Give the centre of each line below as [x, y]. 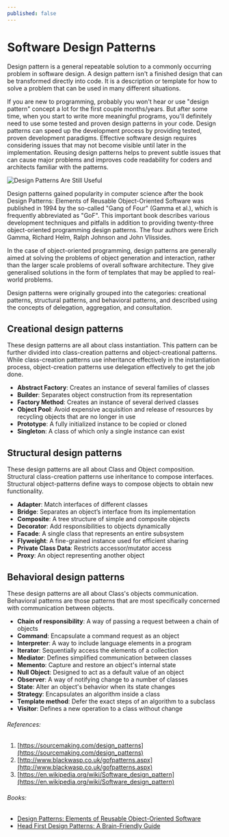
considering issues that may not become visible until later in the [97, 145]
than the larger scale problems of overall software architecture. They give [110, 265]
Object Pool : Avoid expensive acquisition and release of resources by [115, 410]
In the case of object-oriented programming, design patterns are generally [112, 250]
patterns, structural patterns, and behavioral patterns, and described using [112, 300]
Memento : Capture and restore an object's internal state [96, 665]
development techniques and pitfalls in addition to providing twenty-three [110, 223]
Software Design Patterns [81, 47]
